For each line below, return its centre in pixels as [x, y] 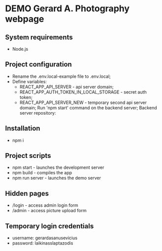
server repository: [38, 113]
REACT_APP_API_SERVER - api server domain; [67, 87]
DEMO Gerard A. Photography [67, 9]
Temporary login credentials [49, 226]
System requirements [39, 37]
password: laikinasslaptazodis [43, 243]
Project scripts [28, 156]
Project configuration [39, 64]
